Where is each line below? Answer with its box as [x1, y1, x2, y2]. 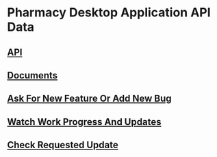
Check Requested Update [7, 139, 118, 151]
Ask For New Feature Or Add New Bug [7, 93, 173, 104]
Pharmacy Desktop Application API [7, 5, 211, 20]
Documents [7, 70, 58, 81]
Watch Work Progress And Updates [7, 116, 162, 128]
